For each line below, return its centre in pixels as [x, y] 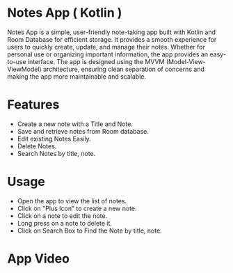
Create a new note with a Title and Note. [75, 124]
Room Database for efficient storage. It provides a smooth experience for [112, 39]
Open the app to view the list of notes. [72, 201]
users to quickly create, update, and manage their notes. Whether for [106, 47]
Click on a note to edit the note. [62, 216]
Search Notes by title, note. [56, 153]
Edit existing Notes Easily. [54, 139]
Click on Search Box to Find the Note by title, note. [89, 231]
